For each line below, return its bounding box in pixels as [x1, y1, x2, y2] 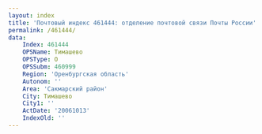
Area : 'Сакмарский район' [22, 84, 108, 93]
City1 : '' [22, 99, 55, 107]
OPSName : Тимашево [22, 48, 83, 56]
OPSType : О [22, 56, 59, 64]
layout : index [8, 11, 55, 20]
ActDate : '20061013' [22, 107, 90, 115]
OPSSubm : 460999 [22, 63, 77, 71]
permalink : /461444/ [8, 26, 77, 34]
